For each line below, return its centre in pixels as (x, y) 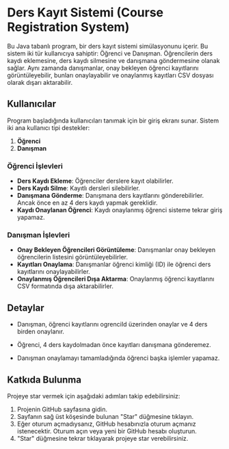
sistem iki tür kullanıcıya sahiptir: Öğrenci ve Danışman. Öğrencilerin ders (110, 53)
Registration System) (68, 27)
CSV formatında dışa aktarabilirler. (65, 286)
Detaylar (26, 308)
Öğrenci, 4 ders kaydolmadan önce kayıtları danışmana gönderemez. (114, 345)
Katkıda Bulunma (44, 380)
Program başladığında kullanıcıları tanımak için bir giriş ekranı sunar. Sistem (113, 120)
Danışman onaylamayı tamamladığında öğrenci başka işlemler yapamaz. (118, 358)
